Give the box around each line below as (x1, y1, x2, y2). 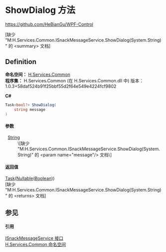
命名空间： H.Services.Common (5, 71, 71, 77)
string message (14, 107, 46, 112)
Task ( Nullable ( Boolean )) (5, 175, 55, 181)
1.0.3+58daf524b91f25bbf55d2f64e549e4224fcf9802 (5, 83, 117, 89)
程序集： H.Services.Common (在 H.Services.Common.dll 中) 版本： (5, 77, 144, 83)
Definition (5, 58, 36, 66)
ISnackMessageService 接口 (5, 235, 64, 241)
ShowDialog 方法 (5, 4, 76, 16)
